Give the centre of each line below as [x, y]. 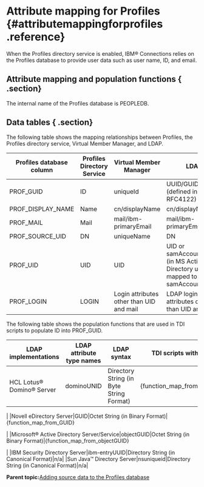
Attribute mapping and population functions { [94, 79]
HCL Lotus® [26, 382]
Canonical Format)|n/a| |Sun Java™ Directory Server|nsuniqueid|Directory [98, 458]
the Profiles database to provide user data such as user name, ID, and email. [102, 60]
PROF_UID [24, 265]
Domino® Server [33, 389]
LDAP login [182, 294]
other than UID [135, 301]
